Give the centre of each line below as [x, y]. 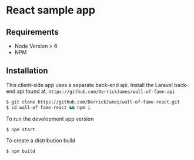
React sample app [51, 10]
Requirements [32, 32]
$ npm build [21, 151]
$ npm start [21, 129]
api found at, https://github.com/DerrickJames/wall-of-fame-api [96, 91]
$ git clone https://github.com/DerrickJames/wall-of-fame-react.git [93, 102]
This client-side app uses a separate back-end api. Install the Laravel [90, 85]
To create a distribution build [41, 141]
